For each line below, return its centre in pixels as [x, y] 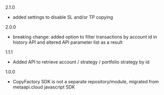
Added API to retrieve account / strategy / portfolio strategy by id [81, 62]
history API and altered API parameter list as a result [67, 42]
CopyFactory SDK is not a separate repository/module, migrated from [86, 82]
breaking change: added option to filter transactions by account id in [85, 37]
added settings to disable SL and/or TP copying [63, 17]
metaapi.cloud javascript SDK [44, 87]
